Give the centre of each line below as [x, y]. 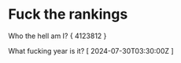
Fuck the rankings [68, 14]
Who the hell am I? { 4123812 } [57, 36]
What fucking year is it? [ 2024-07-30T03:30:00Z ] [91, 51]
